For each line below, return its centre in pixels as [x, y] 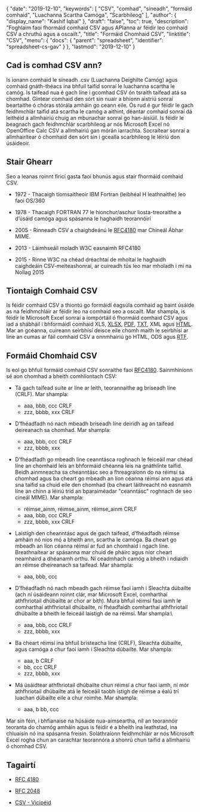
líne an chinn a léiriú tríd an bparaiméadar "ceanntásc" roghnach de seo [103, 491]
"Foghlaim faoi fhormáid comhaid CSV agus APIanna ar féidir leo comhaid [97, 27]
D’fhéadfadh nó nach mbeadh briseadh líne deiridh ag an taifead [94, 424]
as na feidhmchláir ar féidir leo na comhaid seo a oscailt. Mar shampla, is [96, 311]
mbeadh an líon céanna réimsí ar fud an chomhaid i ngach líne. [92, 546]
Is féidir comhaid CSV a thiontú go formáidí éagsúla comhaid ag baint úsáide [100, 305]
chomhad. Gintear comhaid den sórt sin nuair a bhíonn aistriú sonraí [90, 98]
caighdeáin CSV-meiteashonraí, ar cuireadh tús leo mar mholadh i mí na [103, 265]
